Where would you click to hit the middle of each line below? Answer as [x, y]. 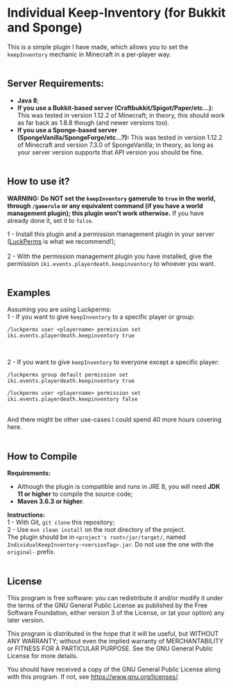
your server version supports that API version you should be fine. [110, 152]
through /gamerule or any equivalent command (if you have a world [105, 205]
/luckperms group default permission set [68, 375]
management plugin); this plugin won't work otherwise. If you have [106, 213]
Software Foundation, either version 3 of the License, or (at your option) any [116, 613]
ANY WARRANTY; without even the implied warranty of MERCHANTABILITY [115, 641]
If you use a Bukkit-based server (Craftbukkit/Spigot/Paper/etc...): [115, 108]
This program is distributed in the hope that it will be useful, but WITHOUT [113, 634]
